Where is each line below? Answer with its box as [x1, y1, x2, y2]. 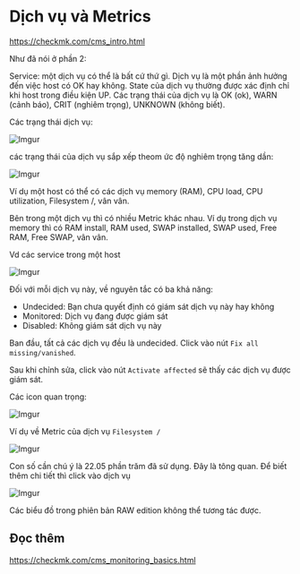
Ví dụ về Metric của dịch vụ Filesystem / [9, 425, 161, 436]
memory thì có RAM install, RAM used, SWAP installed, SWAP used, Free [9, 222, 278, 233]
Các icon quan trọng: [9, 391, 87, 402]
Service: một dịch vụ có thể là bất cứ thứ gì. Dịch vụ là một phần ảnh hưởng [9, 70, 288, 81]
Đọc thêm [9, 531, 65, 546]
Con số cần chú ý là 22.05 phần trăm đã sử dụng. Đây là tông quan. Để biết [9, 460, 287, 471]
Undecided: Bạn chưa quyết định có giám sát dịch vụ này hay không [21, 301, 275, 312]
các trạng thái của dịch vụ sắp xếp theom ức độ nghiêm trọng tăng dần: [9, 150, 274, 162]
